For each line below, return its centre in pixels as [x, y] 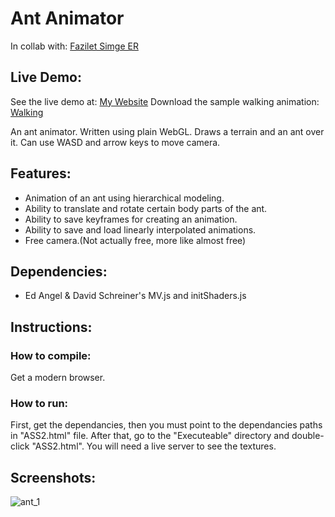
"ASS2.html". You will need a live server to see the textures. [154, 446]
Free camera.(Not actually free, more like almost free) [135, 240]
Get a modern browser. [58, 378]
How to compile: [51, 355]
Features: [41, 173]
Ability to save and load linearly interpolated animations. [140, 229]
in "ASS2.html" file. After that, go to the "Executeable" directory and [150, 436]
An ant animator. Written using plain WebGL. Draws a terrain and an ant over [167, 131]
